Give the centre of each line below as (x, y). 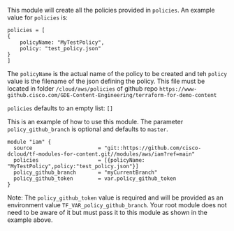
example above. (30, 220)
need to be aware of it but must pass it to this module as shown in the (107, 213)
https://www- (178, 89)
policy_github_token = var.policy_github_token (95, 179)
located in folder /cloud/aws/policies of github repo (83, 89)
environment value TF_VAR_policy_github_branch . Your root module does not (117, 205)
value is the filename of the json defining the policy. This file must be (106, 81)
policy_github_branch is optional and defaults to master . (88, 129)
